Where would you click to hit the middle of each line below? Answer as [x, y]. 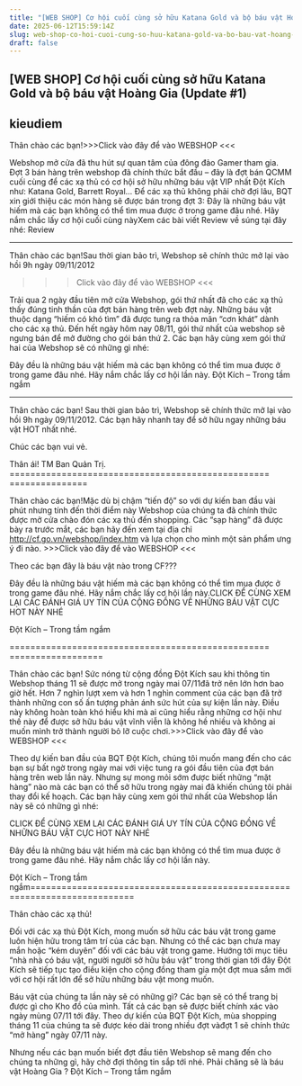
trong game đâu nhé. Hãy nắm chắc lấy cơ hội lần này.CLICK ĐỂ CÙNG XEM [150, 593]
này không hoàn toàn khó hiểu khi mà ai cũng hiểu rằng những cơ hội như [146, 713]
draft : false [34, 43]
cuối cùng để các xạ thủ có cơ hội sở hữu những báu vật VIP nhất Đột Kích [147, 182]
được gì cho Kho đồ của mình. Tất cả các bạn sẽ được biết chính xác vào [144, 1006]
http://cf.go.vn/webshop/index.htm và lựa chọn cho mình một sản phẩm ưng [151, 539]
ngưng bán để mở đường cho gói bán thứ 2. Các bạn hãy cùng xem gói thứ [147, 338]
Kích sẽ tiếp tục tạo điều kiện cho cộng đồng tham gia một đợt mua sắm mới [151, 970]
